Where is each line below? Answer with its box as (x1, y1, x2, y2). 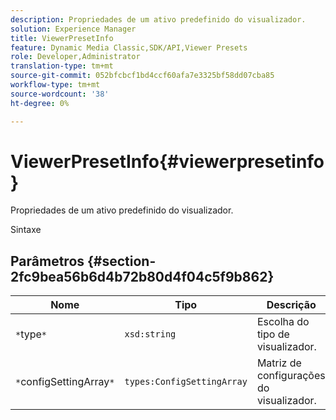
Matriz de (256, 356, 302, 370)
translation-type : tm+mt (10, 61, 114, 71)
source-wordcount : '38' (10, 89, 110, 99)
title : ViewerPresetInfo (10, 33, 114, 43)
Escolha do (256, 315, 310, 329)
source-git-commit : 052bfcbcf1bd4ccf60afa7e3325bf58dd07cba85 (10, 71, 275, 81)
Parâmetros (10, 252, 85, 270)
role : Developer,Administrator (10, 52, 141, 62)
